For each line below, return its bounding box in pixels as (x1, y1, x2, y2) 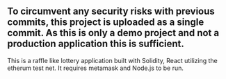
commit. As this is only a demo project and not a (7, 27, 220, 39)
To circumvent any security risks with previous (7, 6, 216, 17)
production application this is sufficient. (7, 38, 184, 50)
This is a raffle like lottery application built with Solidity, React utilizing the (7, 56, 218, 64)
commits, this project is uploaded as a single (7, 17, 204, 28)
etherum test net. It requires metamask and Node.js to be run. (7, 64, 184, 72)
